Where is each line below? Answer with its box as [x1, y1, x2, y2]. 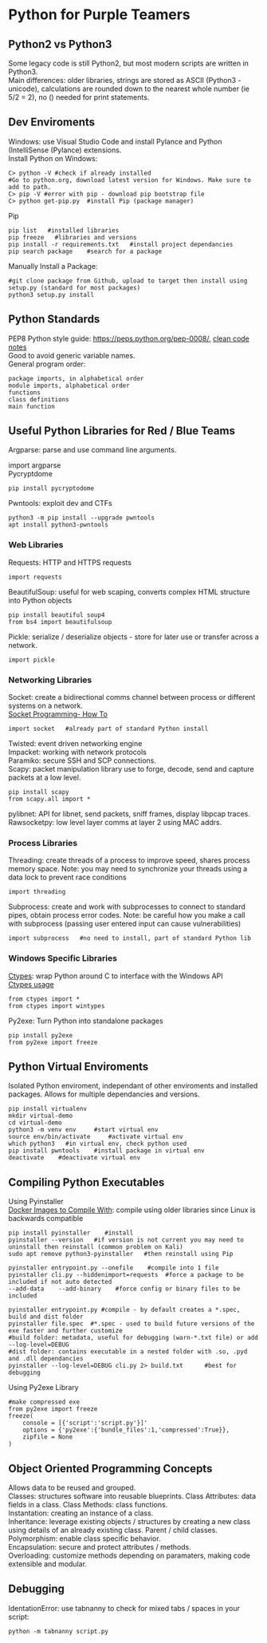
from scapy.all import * [8, 796, 91, 804]
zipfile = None [22, 1433, 73, 1441]
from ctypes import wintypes [8, 1001, 105, 1010]
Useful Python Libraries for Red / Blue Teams [8, 425, 235, 438]
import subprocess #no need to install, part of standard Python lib [8, 934, 251, 942]
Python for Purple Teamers [8, 6, 190, 24]
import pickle [8, 656, 56, 664]
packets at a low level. [8, 772, 81, 783]
